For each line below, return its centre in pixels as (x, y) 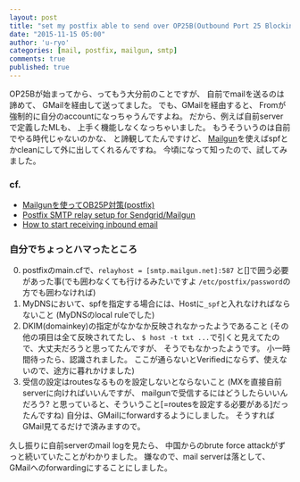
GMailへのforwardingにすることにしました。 (91, 468)
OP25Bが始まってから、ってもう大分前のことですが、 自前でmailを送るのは (147, 94)
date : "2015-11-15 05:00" (57, 34)
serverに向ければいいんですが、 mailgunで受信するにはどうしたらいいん (155, 393)
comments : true (37, 59)
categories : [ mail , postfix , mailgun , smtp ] (93, 51)
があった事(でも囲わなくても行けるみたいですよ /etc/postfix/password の (156, 281)
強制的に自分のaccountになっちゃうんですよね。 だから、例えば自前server (146, 116)
